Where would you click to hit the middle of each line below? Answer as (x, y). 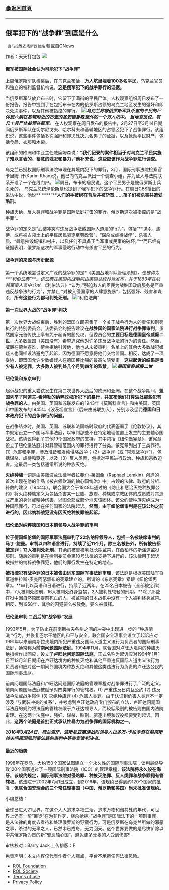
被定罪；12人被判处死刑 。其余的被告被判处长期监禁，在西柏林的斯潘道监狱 (82, 550)
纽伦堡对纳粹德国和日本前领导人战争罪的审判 (52, 525)
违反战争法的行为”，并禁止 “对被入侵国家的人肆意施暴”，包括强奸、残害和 (81, 291)
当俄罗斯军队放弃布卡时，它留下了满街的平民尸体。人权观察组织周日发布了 (82, 98)
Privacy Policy (27, 882)
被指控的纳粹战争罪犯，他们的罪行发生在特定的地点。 (60, 562)
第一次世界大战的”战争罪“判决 (36, 310)
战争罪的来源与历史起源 (29, 260)
